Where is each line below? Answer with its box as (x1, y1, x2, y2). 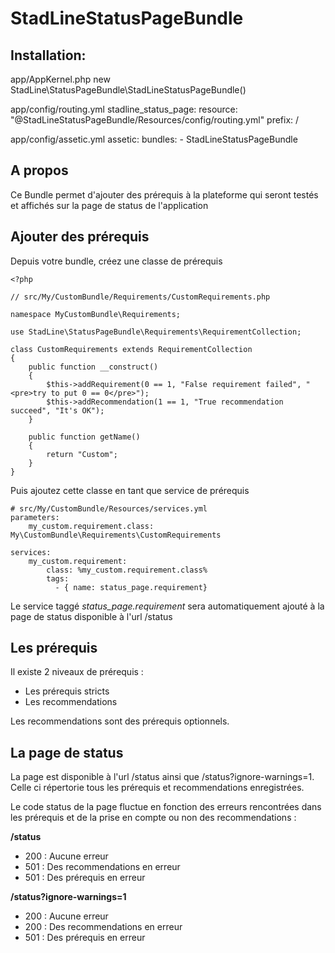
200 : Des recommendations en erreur (24, 921, 183, 933)
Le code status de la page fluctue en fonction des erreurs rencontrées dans (10, 801, 322, 813)
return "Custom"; (46, 449, 118, 459)
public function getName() (28, 432, 141, 442)
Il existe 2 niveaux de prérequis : (10, 666, 144, 678)
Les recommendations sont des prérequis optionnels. (10, 715, 230, 727)
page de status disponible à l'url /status (10, 610, 173, 622)
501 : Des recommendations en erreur (24, 861, 181, 873)
